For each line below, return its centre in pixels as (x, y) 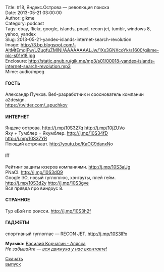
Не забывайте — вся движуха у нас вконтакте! (56, 249)
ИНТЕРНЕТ (17, 117)
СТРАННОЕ (18, 200)
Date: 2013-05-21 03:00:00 (34, 13)
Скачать (14, 259)
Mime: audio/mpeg (25, 72)
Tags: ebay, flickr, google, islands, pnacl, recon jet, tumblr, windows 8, (78, 29)
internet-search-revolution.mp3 (38, 66)
